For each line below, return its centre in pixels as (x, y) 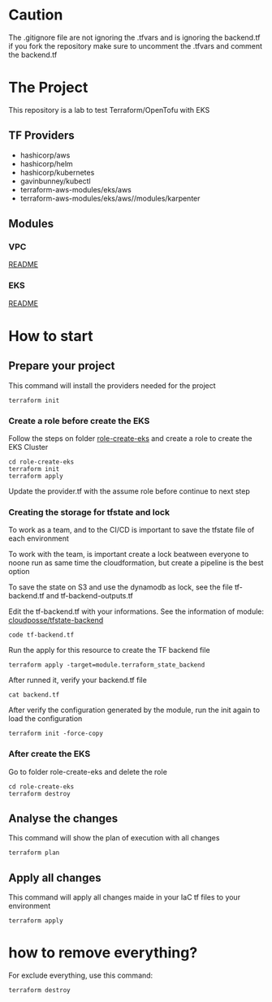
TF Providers (41, 136)
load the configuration (45, 719)
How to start (51, 336)
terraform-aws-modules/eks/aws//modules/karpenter (110, 198)
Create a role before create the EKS (79, 421)
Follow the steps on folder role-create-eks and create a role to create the (130, 438)
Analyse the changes (63, 818)
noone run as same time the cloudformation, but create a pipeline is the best (136, 563)
